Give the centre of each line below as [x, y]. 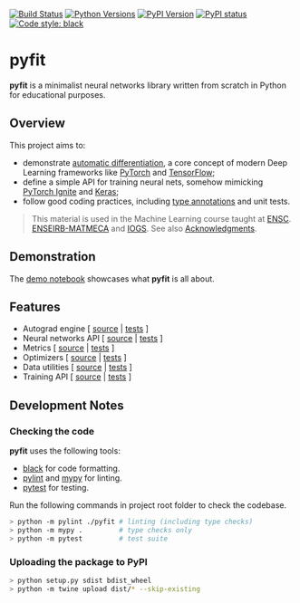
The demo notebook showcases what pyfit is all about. [112, 278]
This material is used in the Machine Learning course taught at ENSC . [161, 218]
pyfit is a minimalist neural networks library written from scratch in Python [148, 85]
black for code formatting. [71, 469]
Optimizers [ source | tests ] [74, 358]
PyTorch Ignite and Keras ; [71, 191]
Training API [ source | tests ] [77, 377]
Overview [38, 124]
